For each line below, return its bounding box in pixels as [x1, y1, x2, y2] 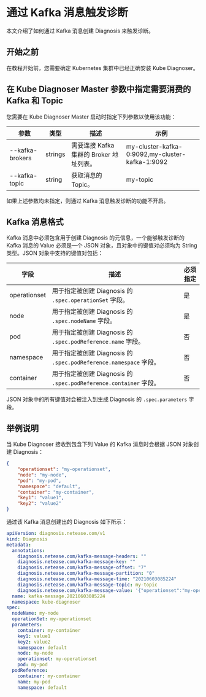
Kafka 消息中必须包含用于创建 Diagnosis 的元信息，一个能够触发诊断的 [6, 234, 185, 241]
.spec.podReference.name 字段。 [51, 337, 145, 346]
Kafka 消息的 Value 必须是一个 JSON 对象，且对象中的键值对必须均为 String [6, 242, 197, 249]
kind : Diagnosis [6, 535, 48, 542]
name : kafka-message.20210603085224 [12, 593, 105, 599]
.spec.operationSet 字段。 [51, 296, 129, 305]
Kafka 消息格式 [6, 216, 64, 227]
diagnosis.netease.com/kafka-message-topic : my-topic [17, 582, 158, 588]
